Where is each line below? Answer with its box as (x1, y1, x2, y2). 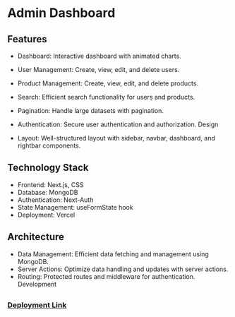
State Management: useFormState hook (17, 203, 133, 211)
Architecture (7, 231, 65, 243)
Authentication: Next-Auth (17, 196, 94, 204)
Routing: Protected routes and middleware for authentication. (17, 272, 195, 280)
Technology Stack (7, 162, 89, 174)
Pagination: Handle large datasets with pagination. (17, 107, 164, 114)
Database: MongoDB (17, 188, 78, 196)
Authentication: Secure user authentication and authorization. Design (17, 120, 219, 128)
